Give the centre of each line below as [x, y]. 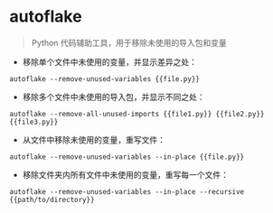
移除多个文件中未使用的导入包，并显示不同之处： [113, 97]
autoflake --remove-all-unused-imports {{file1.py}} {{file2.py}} [137, 114]
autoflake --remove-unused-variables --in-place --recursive [127, 191]
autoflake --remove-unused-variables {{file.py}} [105, 79]
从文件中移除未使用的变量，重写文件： [94, 139]
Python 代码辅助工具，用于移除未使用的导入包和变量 [129, 42]
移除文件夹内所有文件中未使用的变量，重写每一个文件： [125, 174]
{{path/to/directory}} [52, 199]
